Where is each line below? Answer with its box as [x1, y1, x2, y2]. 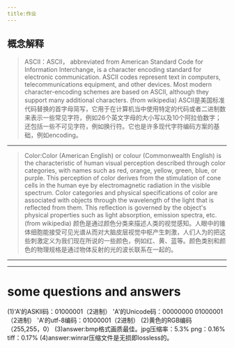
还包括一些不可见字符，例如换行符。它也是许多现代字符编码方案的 [24, 122, 214, 131]
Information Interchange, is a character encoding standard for [24, 66, 202, 74]
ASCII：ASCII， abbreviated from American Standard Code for [24, 57, 204, 66]
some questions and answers [7, 284, 181, 299]
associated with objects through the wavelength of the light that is [24, 196, 214, 205]
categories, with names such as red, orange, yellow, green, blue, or [24, 166, 217, 175]
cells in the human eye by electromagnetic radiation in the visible [24, 181, 211, 189]
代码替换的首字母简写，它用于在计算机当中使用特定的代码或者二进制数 [24, 105, 226, 113]
